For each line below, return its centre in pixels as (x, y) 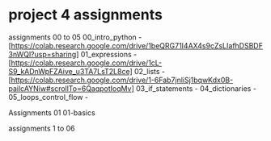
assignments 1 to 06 (42, 128)
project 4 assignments (86, 15)
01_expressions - (109, 54)
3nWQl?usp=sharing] (44, 54)
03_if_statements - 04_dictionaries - (197, 88)
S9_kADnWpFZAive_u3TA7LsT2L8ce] (71, 71)
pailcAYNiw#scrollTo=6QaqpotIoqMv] (72, 88)
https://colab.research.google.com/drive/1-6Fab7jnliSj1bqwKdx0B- (122, 80)
